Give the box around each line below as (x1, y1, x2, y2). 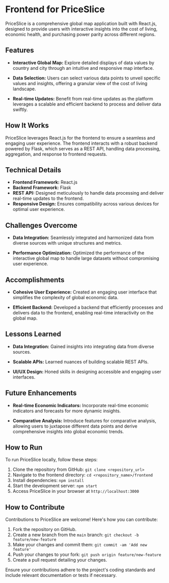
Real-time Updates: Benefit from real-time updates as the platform (12, 95, 154, 101)
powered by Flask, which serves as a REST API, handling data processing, (5, 145, 161, 151)
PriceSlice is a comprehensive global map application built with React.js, (5, 20, 157, 26)
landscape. (12, 86, 37, 92)
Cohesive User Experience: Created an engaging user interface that (12, 289, 157, 295)
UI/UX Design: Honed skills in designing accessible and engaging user (12, 368, 161, 375)
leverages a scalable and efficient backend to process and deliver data (12, 101, 161, 107)
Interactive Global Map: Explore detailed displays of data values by (12, 60, 154, 66)
